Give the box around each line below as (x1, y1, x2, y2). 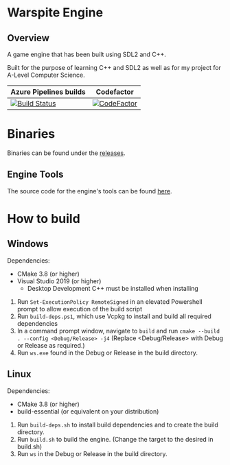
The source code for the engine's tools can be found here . (7, 187, 172, 195)
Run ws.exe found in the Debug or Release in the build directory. (16, 348, 198, 357)
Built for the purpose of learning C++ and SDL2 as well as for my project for (7, 64, 222, 71)
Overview (7, 32, 50, 44)
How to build (7, 211, 80, 226)
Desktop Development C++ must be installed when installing (27, 284, 199, 292)
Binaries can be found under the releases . (7, 149, 126, 157)
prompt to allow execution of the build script (16, 305, 143, 313)
